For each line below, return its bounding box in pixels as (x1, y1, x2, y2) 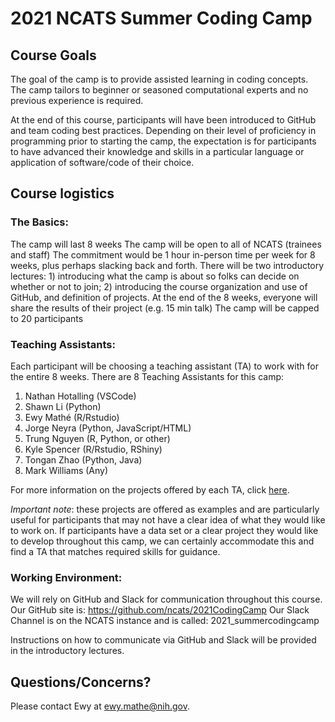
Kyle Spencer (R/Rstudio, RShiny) (24, 443, 163, 455)
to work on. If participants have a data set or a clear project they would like (10, 524, 319, 536)
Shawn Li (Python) (24, 400, 102, 412)
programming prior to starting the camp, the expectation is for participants (10, 135, 317, 147)
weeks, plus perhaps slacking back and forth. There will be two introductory (10, 259, 325, 271)
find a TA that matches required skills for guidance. (10, 545, 221, 557)
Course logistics (10, 185, 115, 202)
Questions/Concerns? (10, 673, 152, 691)
